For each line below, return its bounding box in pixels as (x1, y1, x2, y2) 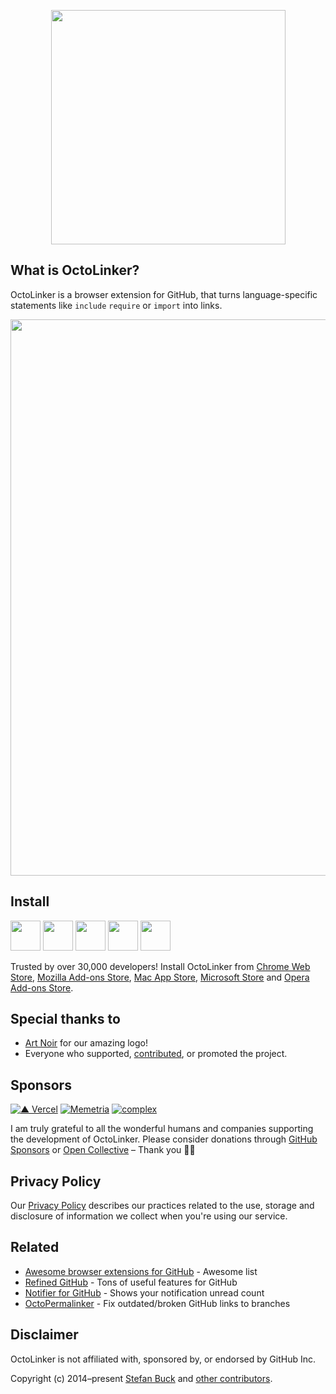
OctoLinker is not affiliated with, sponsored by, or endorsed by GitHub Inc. (10, 1353, 317, 1365)
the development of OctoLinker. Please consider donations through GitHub (10, 1133, 318, 1145)
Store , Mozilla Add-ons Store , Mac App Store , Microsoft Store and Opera (10, 971, 310, 983)
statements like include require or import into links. (10, 299, 223, 311)
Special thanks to (10, 1011, 121, 1028)
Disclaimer (10, 1326, 79, 1344)
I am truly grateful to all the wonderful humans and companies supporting (10, 1123, 314, 1135)
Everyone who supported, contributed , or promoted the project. (24, 1048, 288, 1060)
